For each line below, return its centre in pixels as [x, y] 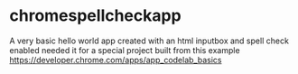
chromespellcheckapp [96, 16]
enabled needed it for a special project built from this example [125, 50]
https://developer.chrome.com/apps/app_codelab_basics [116, 60]
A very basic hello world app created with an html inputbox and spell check [149, 41]
